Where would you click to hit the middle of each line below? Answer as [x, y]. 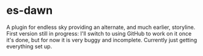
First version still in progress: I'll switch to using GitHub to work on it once [99, 33]
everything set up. [29, 46]
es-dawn [30, 11]
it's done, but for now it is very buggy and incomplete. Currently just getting [102, 40]
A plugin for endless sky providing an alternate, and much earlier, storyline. [101, 27]
